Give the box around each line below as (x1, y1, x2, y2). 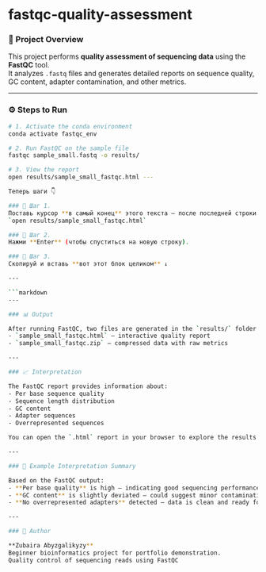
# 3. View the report (8, 166, 80, 174)
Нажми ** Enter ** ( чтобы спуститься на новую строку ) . (8, 238, 190, 247)
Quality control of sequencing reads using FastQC (8, 556, 179, 564)
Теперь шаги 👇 (8, 188, 56, 196)
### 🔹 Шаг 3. (8, 252, 51, 261)
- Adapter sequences (8, 412, 77, 420)
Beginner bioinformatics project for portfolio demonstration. (8, 549, 222, 557)
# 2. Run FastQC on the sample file (8, 144, 129, 152)
